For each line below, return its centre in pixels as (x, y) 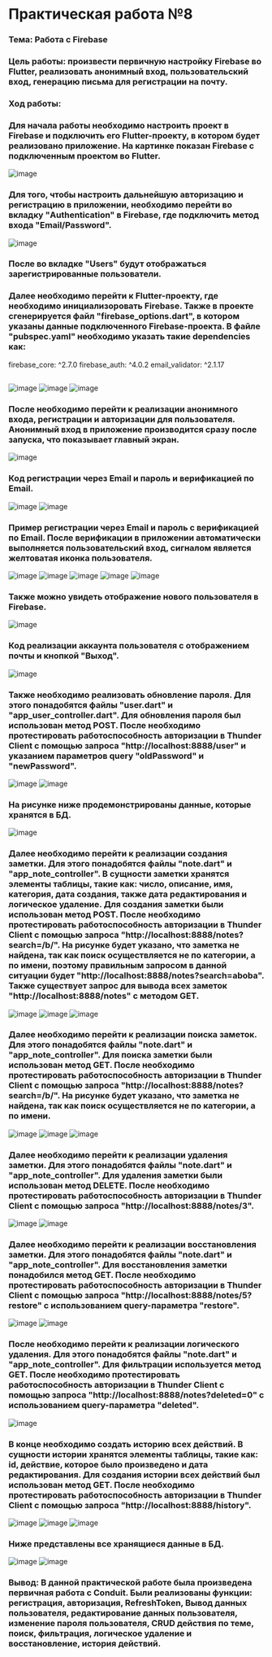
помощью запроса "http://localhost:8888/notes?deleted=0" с (136, 1395)
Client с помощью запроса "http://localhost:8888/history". (130, 1505)
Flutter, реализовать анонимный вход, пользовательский (129, 72)
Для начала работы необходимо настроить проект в (119, 125)
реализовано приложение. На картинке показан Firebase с (131, 146)
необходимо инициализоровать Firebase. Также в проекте (131, 306)
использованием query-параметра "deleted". (104, 1406)
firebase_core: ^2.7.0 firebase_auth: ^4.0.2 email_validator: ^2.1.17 (117, 364)
